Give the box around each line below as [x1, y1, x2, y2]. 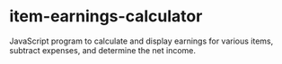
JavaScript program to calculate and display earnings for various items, [9, 36, 274, 46]
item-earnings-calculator [9, 6, 203, 27]
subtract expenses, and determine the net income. [9, 44, 196, 55]
